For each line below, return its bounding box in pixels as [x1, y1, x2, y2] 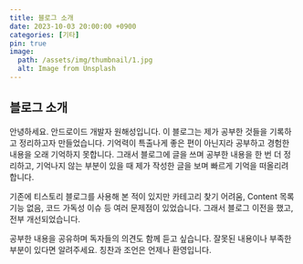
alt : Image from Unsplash [17, 65, 117, 74]
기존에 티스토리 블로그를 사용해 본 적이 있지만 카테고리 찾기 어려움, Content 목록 [9, 190, 295, 201]
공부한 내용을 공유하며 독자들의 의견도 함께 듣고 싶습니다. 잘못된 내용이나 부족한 [9, 233, 292, 244]
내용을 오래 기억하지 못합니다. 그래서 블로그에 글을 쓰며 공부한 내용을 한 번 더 [9, 148, 282, 159]
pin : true [9, 38, 47, 48]
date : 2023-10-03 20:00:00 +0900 [9, 22, 137, 31]
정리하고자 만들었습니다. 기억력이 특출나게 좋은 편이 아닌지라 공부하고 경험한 [18, 137, 290, 148]
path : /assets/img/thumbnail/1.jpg [17, 56, 153, 65]
